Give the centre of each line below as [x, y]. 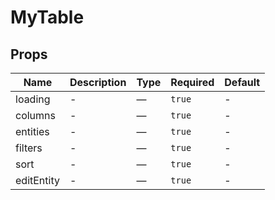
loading [33, 99]
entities [32, 131]
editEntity [37, 180]
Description [98, 82]
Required [192, 82]
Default [242, 82]
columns [35, 115]
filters [29, 148]
